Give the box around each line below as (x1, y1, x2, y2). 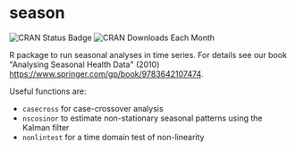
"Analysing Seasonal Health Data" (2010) (9, 59, 160, 70)
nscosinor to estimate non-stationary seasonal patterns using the (21, 113, 263, 123)
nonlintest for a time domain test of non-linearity (21, 131, 205, 142)
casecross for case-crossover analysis (21, 103, 164, 113)
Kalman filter (21, 122, 70, 132)
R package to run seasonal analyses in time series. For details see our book (9, 49, 288, 60)
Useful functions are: (9, 86, 87, 96)
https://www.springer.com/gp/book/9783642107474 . (9, 68, 204, 79)
